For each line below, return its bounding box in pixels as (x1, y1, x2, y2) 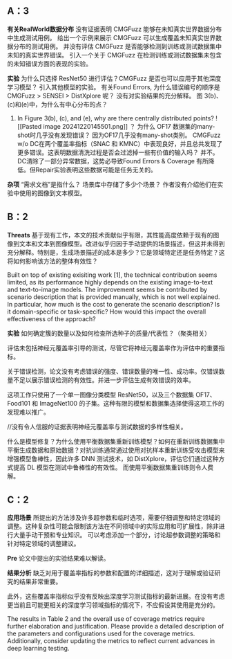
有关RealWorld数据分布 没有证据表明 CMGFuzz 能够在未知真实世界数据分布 (7, 25, 222, 33)
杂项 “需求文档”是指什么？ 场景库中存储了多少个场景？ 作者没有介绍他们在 (7, 180, 217, 188)
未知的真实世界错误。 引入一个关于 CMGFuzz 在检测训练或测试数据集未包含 (7, 51, 222, 59)
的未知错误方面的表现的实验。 (7, 60, 92, 68)
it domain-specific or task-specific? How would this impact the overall (7, 307, 206, 316)
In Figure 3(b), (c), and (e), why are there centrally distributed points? (17, 114, 214, 122)
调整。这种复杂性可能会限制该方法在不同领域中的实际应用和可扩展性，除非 (7, 522, 219, 530)
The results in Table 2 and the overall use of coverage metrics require (7, 615, 205, 623)
